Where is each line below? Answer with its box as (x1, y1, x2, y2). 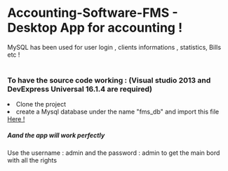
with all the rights (7, 156, 58, 165)
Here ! (7, 115, 25, 123)
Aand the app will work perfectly (7, 131, 105, 139)
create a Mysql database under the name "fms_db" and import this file (16, 107, 220, 116)
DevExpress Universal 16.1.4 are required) (7, 84, 153, 94)
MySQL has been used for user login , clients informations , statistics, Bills (7, 43, 222, 51)
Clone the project (16, 100, 67, 109)
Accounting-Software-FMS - (7, 5, 178, 21)
